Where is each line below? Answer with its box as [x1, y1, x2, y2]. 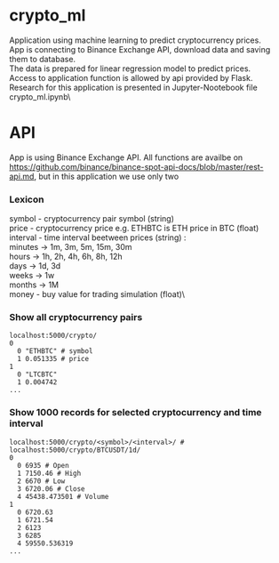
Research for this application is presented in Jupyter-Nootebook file [9, 82, 258, 92]
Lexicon [9, 193, 44, 205]
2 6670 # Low [17, 477, 66, 486]
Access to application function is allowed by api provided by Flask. [9, 72, 253, 83]
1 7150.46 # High [17, 469, 82, 478]
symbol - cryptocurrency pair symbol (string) [9, 213, 175, 224]
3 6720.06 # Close [17, 484, 86, 494]
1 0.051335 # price [17, 355, 90, 364]
